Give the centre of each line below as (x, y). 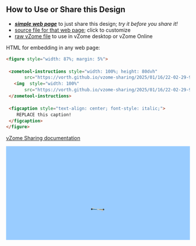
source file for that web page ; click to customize (73, 30)
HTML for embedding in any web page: (53, 47)
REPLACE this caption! (44, 115)
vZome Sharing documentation (43, 138)
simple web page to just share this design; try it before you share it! (96, 23)
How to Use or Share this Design (66, 10)
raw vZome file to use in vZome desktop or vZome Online (83, 36)
